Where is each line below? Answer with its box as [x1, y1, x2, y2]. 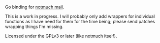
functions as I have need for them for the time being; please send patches [5, 19, 155, 24]
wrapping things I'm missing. [5, 24, 64, 29]
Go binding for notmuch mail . [5, 4, 64, 10]
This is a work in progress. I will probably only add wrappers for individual [5, 14, 155, 19]
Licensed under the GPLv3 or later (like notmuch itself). [5, 33, 117, 39]
